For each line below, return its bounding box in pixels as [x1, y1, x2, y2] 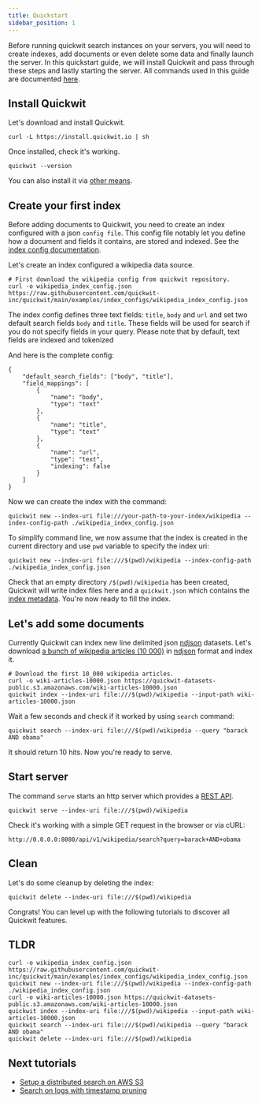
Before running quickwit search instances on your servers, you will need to [8, 40, 251, 50]
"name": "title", [50, 421, 108, 429]
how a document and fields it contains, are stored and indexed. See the [8, 237, 239, 246]
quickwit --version [8, 163, 72, 170]
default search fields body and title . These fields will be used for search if [8, 319, 250, 328]
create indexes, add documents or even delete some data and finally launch [8, 49, 254, 58]
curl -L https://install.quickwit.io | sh [8, 133, 149, 141]
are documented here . [8, 74, 80, 84]
